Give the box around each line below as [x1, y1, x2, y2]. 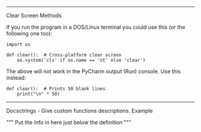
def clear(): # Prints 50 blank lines [6, 86, 106, 92]
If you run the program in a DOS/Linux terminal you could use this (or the [6, 23, 185, 31]
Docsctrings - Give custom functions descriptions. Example [6, 107, 153, 114]
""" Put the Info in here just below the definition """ [6, 119, 132, 126]
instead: [6, 74, 26, 81]
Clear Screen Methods [6, 12, 62, 19]
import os [6, 41, 31, 47]
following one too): [6, 30, 53, 37]
